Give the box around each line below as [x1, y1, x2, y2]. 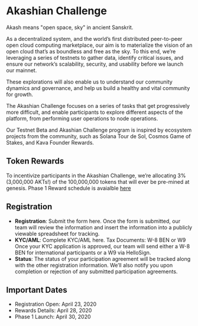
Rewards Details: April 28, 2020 [14, 307, 92, 314]
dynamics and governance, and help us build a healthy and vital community [6, 84, 190, 91]
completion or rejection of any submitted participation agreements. [14, 268, 178, 275]
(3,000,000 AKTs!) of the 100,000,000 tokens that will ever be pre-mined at [6, 178, 190, 185]
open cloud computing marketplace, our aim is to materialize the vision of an [6, 41, 193, 49]
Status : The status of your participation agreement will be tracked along [14, 255, 191, 262]
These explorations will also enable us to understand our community [6, 78, 173, 85]
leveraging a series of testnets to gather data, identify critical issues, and [6, 54, 184, 61]
